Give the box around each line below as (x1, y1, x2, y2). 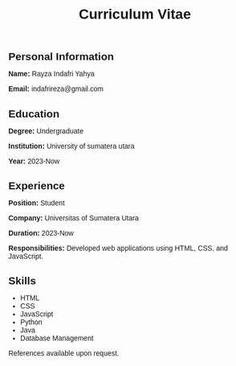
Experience (8, 179, 66, 191)
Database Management (19, 334, 94, 343)
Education (8, 107, 60, 120)
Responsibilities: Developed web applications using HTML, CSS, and (8, 243, 229, 253)
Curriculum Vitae (79, 6, 191, 23)
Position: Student (8, 198, 66, 208)
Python (19, 318, 43, 327)
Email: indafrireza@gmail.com (8, 84, 104, 93)
